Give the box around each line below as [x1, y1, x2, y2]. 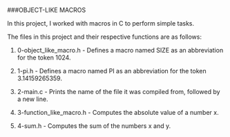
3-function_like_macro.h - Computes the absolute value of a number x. [17, 109, 219, 116]
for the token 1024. [17, 53, 71, 62]
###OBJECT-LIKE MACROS [7, 6, 86, 14]
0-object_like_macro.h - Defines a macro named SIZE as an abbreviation [17, 46, 224, 54]
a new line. [17, 95, 48, 103]
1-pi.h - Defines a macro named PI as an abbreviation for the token [17, 67, 207, 75]
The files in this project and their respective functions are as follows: [7, 33, 202, 41]
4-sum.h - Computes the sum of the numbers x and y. [17, 122, 171, 130]
